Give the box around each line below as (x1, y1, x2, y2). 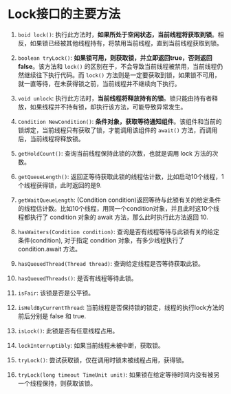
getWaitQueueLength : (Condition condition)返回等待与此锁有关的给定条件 (17, 196, 221, 204)
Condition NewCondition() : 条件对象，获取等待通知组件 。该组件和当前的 (17, 117, 222, 125)
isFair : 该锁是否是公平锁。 (17, 289, 95, 297)
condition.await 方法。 (17, 245, 82, 253)
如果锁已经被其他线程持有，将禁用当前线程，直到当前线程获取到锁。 (30, 39, 223, 47)
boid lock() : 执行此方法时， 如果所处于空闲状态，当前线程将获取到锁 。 (17, 30, 219, 39)
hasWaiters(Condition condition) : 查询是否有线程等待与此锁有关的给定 (17, 227, 219, 236)
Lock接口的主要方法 (8, 6, 121, 22)
